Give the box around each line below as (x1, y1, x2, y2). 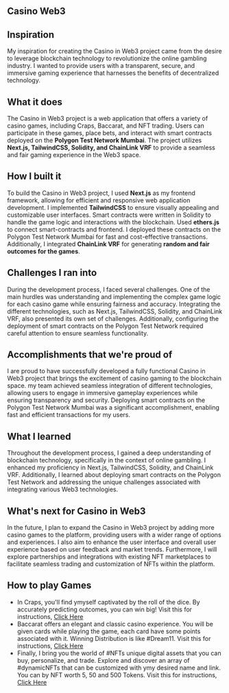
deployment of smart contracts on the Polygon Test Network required (7, 322, 204, 330)
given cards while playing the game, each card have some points (16, 627, 201, 635)
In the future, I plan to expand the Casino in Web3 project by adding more (7, 524, 215, 532)
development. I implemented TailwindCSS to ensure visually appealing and (7, 203, 219, 211)
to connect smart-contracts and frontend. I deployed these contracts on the (7, 225, 221, 233)
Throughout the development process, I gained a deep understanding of (7, 449, 211, 457)
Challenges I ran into (7, 267, 97, 279)
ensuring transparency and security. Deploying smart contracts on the (7, 396, 206, 404)
